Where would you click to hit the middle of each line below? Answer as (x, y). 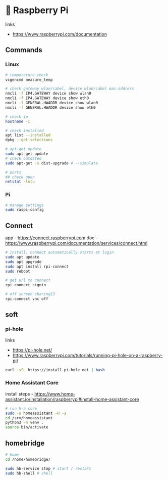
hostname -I (18, 121)
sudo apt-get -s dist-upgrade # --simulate (52, 163)
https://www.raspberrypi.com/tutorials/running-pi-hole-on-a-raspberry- (88, 355)
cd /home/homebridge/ (28, 459)
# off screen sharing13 (30, 294)
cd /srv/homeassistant (29, 418)
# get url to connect (28, 280)
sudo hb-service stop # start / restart (48, 468)
